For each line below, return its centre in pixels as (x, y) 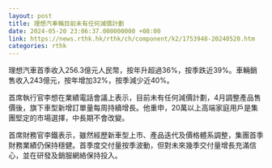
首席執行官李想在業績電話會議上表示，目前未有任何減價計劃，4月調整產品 (132, 97)
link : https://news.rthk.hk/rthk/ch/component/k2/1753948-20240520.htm (132, 39)
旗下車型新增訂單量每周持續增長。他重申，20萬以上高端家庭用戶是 (140, 108)
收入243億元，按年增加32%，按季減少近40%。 (94, 80)
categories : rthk (38, 46)
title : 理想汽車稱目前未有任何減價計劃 (66, 24)
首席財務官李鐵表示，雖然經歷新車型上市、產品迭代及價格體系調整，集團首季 (136, 136)
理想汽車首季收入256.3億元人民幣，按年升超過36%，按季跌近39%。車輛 (130, 71)
